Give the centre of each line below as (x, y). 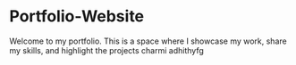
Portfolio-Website (77, 16)
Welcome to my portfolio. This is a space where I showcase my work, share (148, 41)
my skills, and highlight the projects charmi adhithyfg (106, 50)
